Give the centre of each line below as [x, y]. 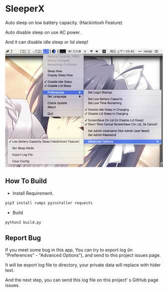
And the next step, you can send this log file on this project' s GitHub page [82, 280]
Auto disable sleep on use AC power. [43, 32]
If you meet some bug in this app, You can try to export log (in [69, 250]
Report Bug [23, 238]
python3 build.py [23, 222]
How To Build [26, 181]
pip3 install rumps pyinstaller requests [49, 203]
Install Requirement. [33, 193]
